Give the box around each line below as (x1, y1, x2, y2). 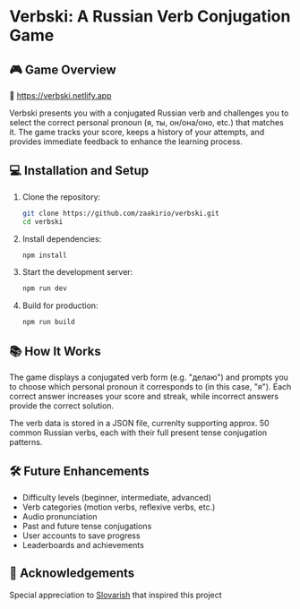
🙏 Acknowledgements (9, 566, 135, 581)
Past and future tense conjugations (21, 520, 152, 531)
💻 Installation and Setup (9, 163, 150, 178)
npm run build (21, 318, 75, 327)
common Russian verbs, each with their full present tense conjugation (9, 427, 267, 438)
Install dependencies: (21, 233, 102, 244)
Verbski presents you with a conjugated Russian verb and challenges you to (9, 107, 289, 118)
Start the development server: (21, 267, 133, 278)
